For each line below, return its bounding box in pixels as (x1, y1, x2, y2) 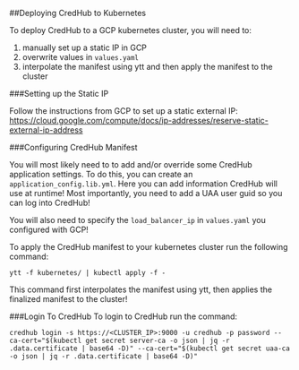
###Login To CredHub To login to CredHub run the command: (9, 311, 238, 322)
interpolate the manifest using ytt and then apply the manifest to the (21, 62, 273, 72)
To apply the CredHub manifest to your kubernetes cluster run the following (9, 242, 288, 252)
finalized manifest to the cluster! (9, 294, 128, 304)
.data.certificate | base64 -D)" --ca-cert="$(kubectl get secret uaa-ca (9, 344, 291, 353)
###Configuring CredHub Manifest (9, 142, 138, 152)
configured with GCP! (9, 224, 90, 235)
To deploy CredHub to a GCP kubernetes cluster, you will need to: (9, 25, 252, 35)
